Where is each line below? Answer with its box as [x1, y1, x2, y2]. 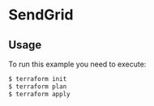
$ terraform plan [8, 83, 67, 91]
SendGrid [8, 6, 74, 24]
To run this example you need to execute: [8, 59, 147, 69]
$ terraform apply [8, 90, 71, 98]
